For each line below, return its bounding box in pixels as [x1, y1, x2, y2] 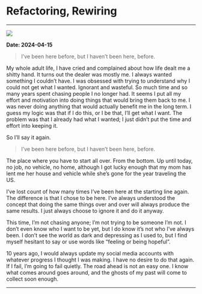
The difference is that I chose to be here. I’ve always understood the [6, 194, 176, 201]
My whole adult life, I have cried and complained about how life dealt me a [6, 64, 191, 72]
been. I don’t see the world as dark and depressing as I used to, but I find [6, 231, 188, 239]
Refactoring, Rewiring [6, 4, 117, 18]
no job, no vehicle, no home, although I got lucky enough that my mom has [6, 163, 191, 170]
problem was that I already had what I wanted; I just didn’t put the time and [6, 116, 191, 123]
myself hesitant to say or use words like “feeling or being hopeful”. [6, 238, 171, 245]
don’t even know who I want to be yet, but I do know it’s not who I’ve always [6, 225, 194, 233]
